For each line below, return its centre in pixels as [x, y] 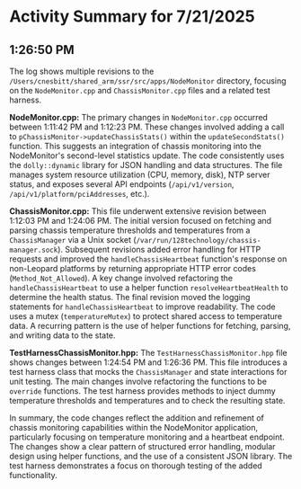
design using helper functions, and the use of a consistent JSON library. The [151, 456]
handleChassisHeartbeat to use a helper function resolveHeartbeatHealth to [149, 288]
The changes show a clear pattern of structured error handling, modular [142, 446]
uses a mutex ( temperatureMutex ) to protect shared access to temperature [146, 316]
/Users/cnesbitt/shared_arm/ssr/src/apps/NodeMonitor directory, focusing [148, 81]
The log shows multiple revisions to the [82, 71]
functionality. [34, 475]
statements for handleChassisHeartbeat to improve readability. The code [142, 307]
